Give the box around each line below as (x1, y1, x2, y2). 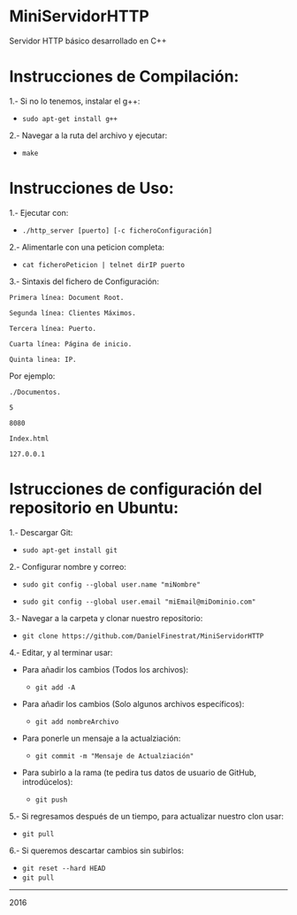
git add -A (34, 683, 76, 692)
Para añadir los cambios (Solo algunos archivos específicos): (21, 698, 245, 709)
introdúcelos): (21, 776, 73, 787)
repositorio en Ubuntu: (9, 498, 179, 518)
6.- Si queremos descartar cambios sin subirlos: (9, 845, 184, 856)
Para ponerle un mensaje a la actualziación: (21, 733, 181, 743)
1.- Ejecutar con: (9, 207, 69, 218)
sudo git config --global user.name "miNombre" (21, 580, 201, 589)
